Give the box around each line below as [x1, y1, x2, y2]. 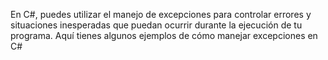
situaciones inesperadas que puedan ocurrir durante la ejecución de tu [10, 19, 303, 31]
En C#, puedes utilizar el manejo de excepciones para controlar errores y [10, 9, 312, 20]
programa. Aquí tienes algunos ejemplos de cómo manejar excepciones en [10, 30, 318, 41]
